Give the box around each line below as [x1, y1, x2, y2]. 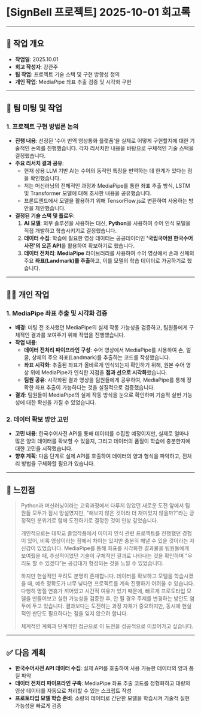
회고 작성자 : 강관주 [14, 63, 59, 70]
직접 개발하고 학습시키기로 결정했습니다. [23, 227, 117, 235]
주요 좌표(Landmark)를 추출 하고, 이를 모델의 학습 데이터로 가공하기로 [23, 257, 186, 265]
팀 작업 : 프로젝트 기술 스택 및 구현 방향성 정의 [14, 70, 120, 78]
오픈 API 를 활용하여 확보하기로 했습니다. [41, 242, 135, 250]
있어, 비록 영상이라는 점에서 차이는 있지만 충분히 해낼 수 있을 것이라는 [27, 537, 188, 545]
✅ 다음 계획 [6, 647, 46, 657]
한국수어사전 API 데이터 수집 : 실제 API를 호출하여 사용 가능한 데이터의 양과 [14, 665, 188, 672]
